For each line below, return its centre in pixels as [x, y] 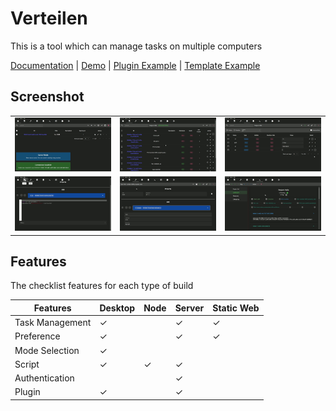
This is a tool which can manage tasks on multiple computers [136, 46]
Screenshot [47, 97]
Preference [37, 336]
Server [189, 308]
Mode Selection [47, 350]
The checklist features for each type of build [102, 286]
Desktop [117, 308]
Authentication [44, 378]
